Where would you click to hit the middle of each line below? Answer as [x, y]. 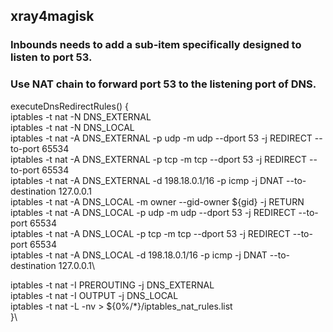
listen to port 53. [51, 57]
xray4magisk [52, 16]
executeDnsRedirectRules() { [70, 106]
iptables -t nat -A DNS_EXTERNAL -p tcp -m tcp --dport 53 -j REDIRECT [159, 159]
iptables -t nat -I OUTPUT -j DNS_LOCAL [94, 295]
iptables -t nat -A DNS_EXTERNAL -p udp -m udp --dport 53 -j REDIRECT [161, 138]
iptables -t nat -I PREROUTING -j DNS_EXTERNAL [112, 285]
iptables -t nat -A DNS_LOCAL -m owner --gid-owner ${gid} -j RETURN [157, 201]
